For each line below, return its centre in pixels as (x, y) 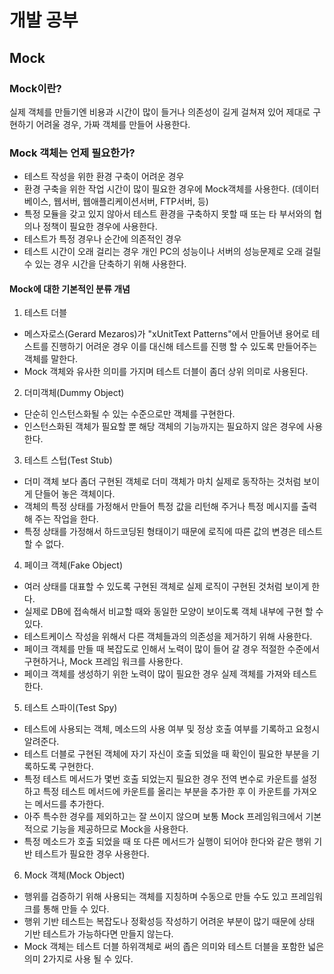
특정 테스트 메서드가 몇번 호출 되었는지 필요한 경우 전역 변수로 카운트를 (161, 779)
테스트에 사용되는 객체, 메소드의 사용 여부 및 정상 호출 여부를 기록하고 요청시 (172, 729)
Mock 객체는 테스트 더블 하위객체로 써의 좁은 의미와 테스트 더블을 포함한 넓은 (174, 947)
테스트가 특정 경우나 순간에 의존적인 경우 (102, 239)
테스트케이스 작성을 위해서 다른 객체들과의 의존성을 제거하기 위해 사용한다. (168, 637)
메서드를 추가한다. (69, 804)
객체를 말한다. (51, 359)
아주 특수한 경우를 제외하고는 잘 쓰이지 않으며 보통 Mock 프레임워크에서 (163, 817)
